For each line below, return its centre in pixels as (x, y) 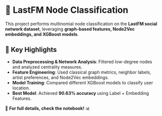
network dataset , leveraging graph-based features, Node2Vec (70, 29)
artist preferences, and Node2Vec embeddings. (61, 77)
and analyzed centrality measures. (47, 67)
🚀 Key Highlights (31, 50)
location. (21, 88)
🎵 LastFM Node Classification (67, 10)
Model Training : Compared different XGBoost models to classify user (83, 82)
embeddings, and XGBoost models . (42, 34)
